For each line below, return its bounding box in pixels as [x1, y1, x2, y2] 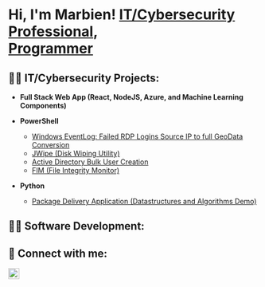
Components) [19, 101, 67, 110]
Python [19, 181, 45, 191]
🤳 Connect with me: [8, 246, 107, 260]
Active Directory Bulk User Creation [31, 157, 149, 167]
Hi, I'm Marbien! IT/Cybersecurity [8, 6, 236, 24]
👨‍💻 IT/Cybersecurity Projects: [8, 71, 160, 85]
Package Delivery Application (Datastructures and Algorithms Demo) [31, 197, 257, 206]
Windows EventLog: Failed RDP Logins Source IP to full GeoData [31, 132, 244, 141]
